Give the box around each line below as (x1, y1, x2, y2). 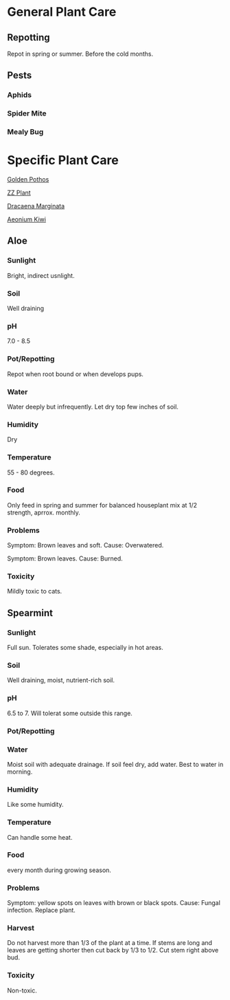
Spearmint (7, 607, 54, 619)
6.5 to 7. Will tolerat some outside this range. (7, 709, 133, 717)
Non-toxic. (7, 986, 38, 994)
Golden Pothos (7, 175, 49, 184)
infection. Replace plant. (7, 906, 76, 915)
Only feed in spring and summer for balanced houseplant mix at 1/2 (7, 501, 198, 509)
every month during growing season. (7, 866, 112, 874)
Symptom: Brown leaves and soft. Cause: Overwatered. (7, 541, 164, 550)
